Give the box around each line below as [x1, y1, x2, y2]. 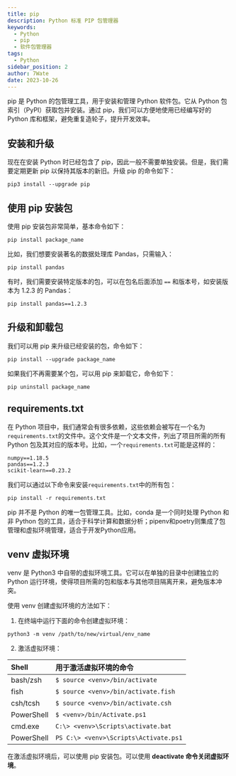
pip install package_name [7, 236, 84, 243]
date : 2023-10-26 [7, 76, 59, 84]
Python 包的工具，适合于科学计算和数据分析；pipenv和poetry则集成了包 [15, 516, 226, 525]
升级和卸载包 [7, 321, 64, 334]
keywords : [7, 23, 37, 31]
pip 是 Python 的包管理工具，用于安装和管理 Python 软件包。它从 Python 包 [7, 97, 227, 105]
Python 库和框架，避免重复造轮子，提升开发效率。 [7, 115, 154, 123]
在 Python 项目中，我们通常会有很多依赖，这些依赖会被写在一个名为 [7, 422, 206, 431]
